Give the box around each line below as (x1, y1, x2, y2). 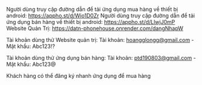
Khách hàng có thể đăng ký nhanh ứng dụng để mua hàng (6, 72, 151, 79)
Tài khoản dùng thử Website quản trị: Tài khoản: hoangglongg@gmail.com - (6, 37, 194, 43)
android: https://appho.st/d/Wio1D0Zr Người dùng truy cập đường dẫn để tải (6, 12, 195, 19)
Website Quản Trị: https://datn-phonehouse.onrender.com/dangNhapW (6, 25, 184, 32)
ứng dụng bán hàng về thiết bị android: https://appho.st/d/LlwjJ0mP (6, 19, 175, 25)
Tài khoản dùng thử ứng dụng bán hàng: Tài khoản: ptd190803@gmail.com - (6, 54, 196, 61)
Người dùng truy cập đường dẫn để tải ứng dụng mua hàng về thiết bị (6, 6, 178, 13)
